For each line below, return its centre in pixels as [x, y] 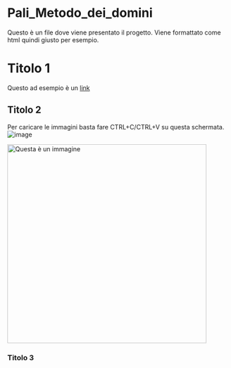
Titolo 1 [29, 69]
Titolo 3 [21, 357]
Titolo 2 [24, 110]
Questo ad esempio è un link [49, 88]
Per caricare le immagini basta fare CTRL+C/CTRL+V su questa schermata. [116, 127]
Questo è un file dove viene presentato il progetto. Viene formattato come [114, 32]
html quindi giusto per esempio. [53, 39]
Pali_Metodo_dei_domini [80, 13]
